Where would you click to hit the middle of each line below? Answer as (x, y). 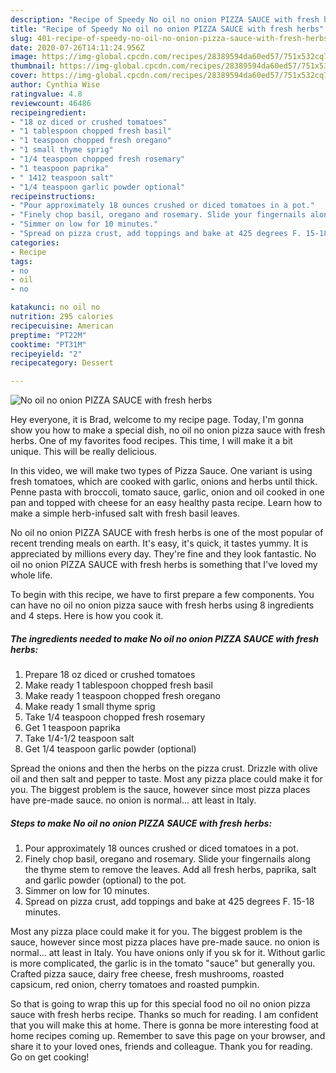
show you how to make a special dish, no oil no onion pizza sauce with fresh (168, 430)
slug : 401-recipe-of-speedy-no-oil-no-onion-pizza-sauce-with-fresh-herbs (169, 38)
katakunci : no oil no (55, 307)
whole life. (31, 575)
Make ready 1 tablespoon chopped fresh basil (118, 685)
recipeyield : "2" (46, 354)
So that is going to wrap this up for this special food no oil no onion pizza (160, 1004)
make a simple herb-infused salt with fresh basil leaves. (125, 513)
